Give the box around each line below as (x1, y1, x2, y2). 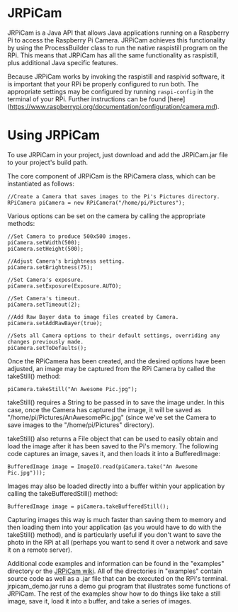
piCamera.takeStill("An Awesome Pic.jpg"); (7, 385, 138, 392)
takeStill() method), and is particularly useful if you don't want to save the (7, 530, 222, 539)
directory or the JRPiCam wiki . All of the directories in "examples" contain (7, 567, 222, 575)
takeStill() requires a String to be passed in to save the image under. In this (7, 398, 225, 407)
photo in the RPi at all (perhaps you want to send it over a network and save (7, 538, 228, 546)
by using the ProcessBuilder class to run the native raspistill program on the (7, 43, 228, 52)
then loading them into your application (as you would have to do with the (7, 523, 222, 531)
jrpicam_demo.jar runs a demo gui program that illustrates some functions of (7, 582, 231, 590)
